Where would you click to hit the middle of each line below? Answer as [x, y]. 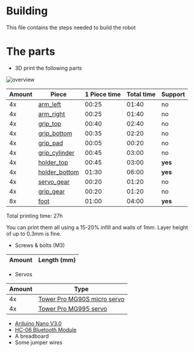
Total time [141, 94]
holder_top [53, 162]
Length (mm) [57, 260]
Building [27, 11]
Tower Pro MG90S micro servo [82, 299]
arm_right [52, 114]
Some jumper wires [38, 342]
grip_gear [52, 191]
